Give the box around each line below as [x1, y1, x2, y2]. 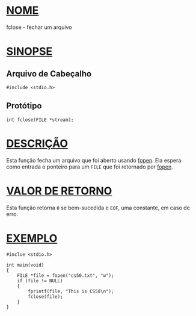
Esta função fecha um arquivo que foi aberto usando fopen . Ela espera [6, 156, 182, 164]
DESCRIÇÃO [6, 137, 68, 150]
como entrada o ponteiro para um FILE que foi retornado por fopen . [6, 163, 173, 170]
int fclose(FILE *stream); [6, 117, 74, 123]
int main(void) [6, 262, 44, 268]
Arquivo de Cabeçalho [6, 69, 92, 79]
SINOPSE [6, 45, 53, 58]
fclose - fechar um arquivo [6, 23, 72, 31]
